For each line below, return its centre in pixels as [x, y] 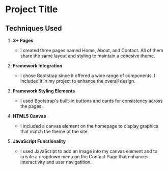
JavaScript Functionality [39, 141]
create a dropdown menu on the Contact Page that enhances [84, 156]
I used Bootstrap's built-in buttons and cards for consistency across [91, 101]
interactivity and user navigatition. [56, 162]
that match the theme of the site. [54, 131]
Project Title [32, 9]
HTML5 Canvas [29, 116]
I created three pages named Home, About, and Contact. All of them [92, 50]
